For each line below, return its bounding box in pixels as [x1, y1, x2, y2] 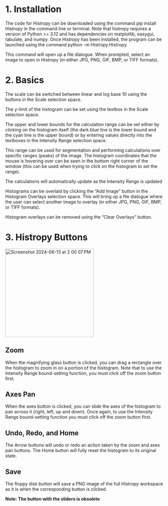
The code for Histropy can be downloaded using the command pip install [5, 20, 156, 26]
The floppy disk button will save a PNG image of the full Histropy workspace [5, 481, 163, 487]
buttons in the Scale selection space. [5, 96, 82, 102]
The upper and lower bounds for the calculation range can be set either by [5, 121, 160, 127]
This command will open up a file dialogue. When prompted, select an [5, 51, 150, 57]
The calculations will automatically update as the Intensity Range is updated [5, 178, 162, 184]
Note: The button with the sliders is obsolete [5, 496, 100, 502]
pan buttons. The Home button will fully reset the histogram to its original [5, 448, 157, 454]
